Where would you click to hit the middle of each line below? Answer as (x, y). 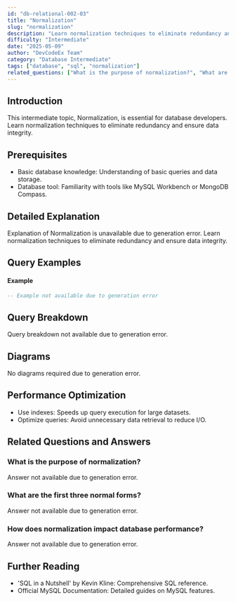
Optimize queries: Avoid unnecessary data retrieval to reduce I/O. (112, 419)
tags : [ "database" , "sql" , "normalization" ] (73, 66)
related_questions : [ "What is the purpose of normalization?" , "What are (118, 72)
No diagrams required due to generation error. (74, 374)
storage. (29, 179)
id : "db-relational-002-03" (48, 14)
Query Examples (44, 263)
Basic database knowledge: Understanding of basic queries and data (117, 172)
